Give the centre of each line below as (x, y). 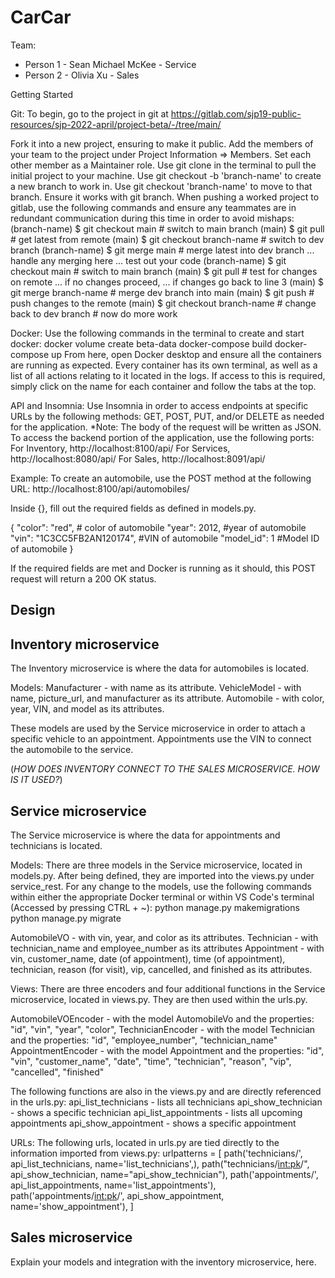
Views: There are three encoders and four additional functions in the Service (168, 988)
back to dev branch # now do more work (94, 313)
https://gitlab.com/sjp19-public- (236, 113)
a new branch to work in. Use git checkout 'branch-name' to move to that (161, 186)
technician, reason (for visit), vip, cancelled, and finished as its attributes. (161, 969)
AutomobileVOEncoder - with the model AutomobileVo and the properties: (162, 1018)
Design (33, 610)
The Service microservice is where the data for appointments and (145, 835)
